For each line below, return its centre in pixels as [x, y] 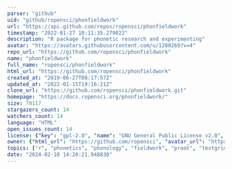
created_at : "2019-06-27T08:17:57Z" [60, 78]
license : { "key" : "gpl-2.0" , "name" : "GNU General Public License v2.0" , [116, 135]
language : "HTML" [32, 122]
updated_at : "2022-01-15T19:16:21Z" [60, 84]
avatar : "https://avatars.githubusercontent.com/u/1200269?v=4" [101, 46]
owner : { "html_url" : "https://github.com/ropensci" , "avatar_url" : [106, 142]
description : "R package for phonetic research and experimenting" [106, 39]
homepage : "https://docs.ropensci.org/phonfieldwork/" [88, 97]
